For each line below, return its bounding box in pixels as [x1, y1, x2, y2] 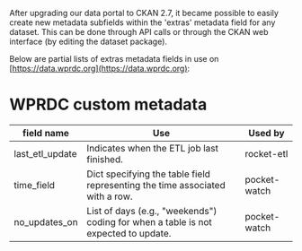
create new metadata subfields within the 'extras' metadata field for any [9, 17, 276, 28]
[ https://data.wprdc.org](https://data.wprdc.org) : [9, 63, 191, 74]
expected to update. [86, 227, 172, 239]
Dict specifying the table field [86, 168, 211, 180]
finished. [86, 152, 124, 165]
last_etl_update [13, 147, 78, 160]
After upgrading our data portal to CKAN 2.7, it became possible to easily [9, 8, 279, 18]
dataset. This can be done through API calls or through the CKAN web [9, 27, 269, 37]
